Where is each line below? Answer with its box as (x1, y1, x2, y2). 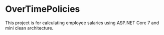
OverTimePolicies (5, 3, 80, 15)
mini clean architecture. (5, 25, 54, 31)
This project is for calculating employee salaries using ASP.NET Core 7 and (5, 20, 160, 26)
